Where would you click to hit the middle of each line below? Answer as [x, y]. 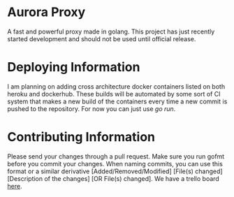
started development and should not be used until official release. [102, 38]
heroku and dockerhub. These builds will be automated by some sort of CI [114, 94]
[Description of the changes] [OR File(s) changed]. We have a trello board [114, 178]
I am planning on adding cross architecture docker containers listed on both [116, 86]
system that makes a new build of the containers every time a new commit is [117, 101]
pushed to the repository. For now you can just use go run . [92, 108]
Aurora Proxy [46, 12]
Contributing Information [81, 137]
